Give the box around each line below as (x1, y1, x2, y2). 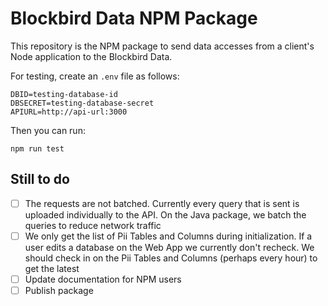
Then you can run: (10, 124, 86, 136)
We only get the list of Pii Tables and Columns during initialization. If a (24, 230, 313, 242)
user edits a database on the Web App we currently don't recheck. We (24, 241, 315, 253)
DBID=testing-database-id (10, 89, 118, 99)
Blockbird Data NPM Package (10, 7, 258, 30)
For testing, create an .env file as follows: (10, 70, 180, 82)
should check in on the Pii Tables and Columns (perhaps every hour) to (24, 252, 318, 264)
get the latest (24, 262, 80, 274)
